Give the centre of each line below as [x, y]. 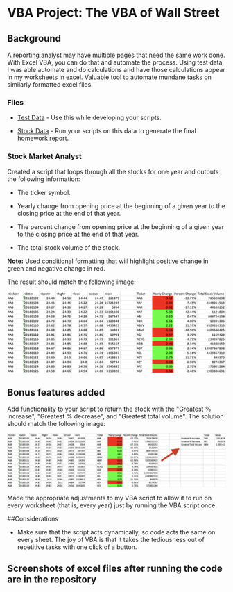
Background [34, 39]
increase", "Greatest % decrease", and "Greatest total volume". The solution [115, 416]
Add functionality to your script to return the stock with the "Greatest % [109, 409]
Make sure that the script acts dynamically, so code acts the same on [116, 532]
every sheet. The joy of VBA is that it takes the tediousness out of [111, 539]
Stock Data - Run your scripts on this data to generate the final [106, 131]
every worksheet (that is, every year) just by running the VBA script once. [112, 505]
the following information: [44, 179]
